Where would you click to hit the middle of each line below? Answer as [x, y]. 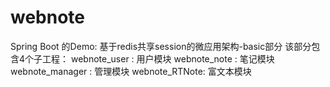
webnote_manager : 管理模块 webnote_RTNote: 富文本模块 [131, 71]
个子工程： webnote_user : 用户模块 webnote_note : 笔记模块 [149, 58]
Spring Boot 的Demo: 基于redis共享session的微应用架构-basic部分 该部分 [161, 46]
